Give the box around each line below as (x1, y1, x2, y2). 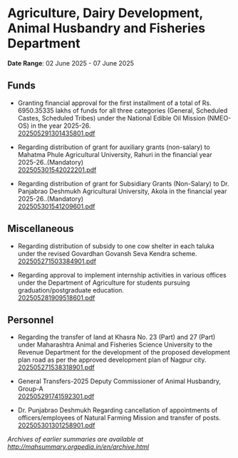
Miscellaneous (7, 223, 74, 235)
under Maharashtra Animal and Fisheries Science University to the (17, 340, 212, 349)
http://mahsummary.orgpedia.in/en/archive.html (7, 442, 150, 451)
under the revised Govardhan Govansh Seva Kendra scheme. (17, 249, 197, 258)
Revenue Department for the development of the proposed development (17, 348, 230, 357)
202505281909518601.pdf (17, 293, 95, 302)
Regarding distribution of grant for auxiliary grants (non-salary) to (17, 143, 210, 151)
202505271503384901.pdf (17, 257, 97, 265)
